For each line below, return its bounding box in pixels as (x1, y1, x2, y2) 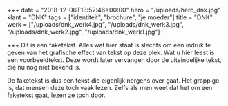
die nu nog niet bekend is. (7, 63, 81, 71)
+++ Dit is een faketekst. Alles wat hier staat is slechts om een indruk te (7, 41, 211, 49)
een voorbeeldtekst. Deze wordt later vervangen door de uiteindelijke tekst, (7, 56, 222, 64)
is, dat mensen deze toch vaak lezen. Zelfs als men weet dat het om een (7, 84, 213, 92)
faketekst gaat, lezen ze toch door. (7, 91, 106, 99)
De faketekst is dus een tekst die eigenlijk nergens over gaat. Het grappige (7, 76, 220, 85)
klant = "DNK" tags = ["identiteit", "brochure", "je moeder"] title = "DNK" (7, 13, 213, 21)
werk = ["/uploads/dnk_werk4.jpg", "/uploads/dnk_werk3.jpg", (7, 21, 184, 28)
